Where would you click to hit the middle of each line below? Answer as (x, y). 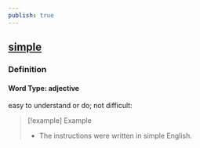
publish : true (31, 15)
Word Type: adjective (44, 88)
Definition (27, 69)
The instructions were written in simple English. (115, 136)
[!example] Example (59, 121)
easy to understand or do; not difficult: (70, 106)
